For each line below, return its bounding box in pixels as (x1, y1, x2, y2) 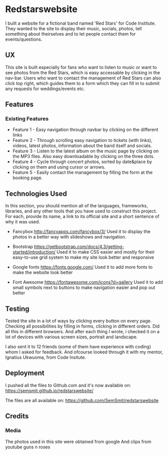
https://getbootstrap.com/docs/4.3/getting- (34, 244, 124, 250)
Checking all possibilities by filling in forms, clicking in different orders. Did (5, 323, 160, 329)
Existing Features (5, 115, 49, 122)
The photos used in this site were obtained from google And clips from (5, 438, 152, 444)
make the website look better (12, 269, 73, 275)
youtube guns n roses (5, 444, 50, 450)
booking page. (12, 175, 43, 181)
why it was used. (5, 219, 40, 225)
